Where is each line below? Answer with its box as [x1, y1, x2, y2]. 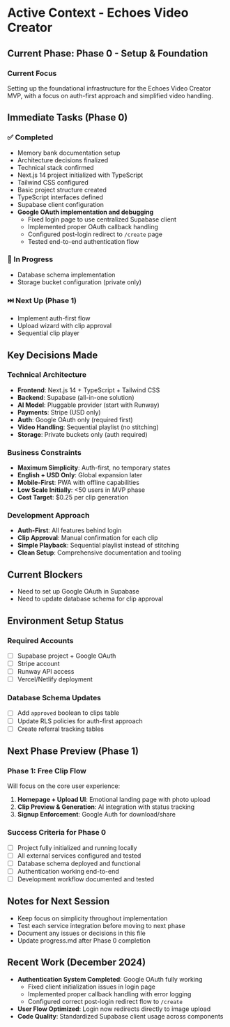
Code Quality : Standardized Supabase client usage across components [17, 1012, 224, 1020]
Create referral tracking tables [17, 725, 105, 733]
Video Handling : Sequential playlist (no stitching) [17, 423, 159, 431]
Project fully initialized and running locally [17, 843, 137, 851]
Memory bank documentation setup [17, 148, 121, 157]
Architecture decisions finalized [17, 155, 109, 164]
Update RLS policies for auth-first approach [17, 716, 143, 725]
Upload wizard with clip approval [17, 322, 112, 330]
